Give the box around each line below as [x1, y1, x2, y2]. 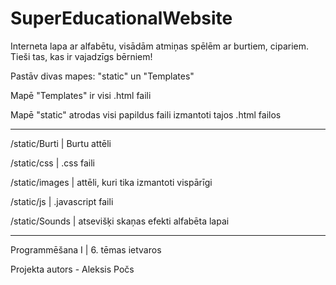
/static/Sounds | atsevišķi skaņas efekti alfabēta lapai [10, 215, 230, 227]
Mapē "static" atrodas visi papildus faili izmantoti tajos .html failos [10, 108, 282, 121]
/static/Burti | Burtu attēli [10, 137, 112, 149]
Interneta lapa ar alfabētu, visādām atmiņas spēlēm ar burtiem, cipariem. [10, 40, 310, 52]
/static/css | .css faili [10, 157, 96, 169]
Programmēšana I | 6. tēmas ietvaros [10, 243, 162, 256]
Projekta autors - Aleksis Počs [10, 263, 135, 275]
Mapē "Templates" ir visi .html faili [10, 89, 152, 101]
